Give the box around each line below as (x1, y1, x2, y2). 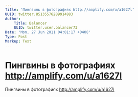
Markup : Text (5, 39, 32, 44)
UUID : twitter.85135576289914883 (5, 12, 73, 17)
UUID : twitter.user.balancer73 (14, 25, 78, 30)
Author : (5, 16, 21, 21)
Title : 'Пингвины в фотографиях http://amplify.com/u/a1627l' (5, 7, 135, 12)
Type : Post (5, 35, 27, 39)
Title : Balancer (14, 20, 47, 26)
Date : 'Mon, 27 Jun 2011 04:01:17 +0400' (5, 30, 91, 35)
